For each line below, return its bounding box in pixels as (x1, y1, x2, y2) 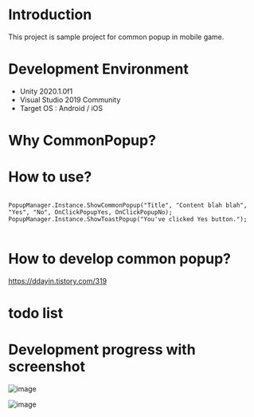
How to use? (8, 168, 92, 186)
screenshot (8, 358, 86, 376)
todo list (8, 304, 64, 323)
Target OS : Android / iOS (19, 103, 104, 113)
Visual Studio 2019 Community (19, 94, 121, 105)
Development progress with (8, 341, 197, 359)
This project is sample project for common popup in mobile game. (8, 32, 225, 42)
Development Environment (8, 60, 189, 78)
